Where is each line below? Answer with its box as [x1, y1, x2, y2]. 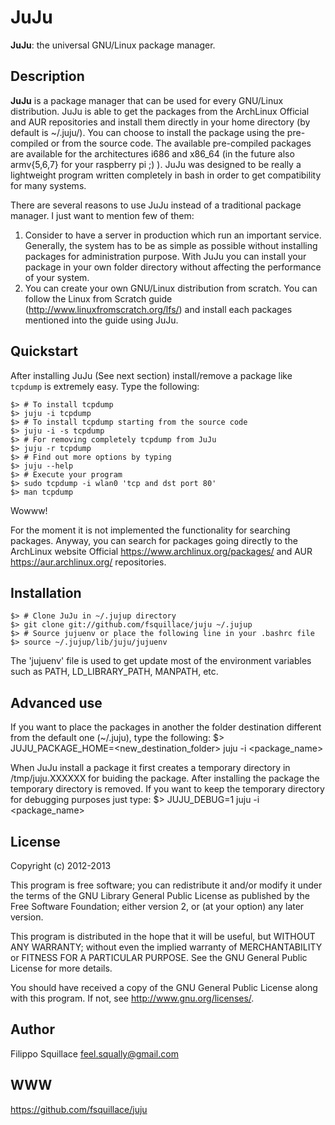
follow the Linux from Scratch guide [24, 292, 173, 305]
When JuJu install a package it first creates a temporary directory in [10, 762, 291, 774]
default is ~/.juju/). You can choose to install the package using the [10, 126, 285, 138]
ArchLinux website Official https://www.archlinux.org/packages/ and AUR [10, 545, 313, 557]
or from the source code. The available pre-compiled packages [50, 137, 312, 149]
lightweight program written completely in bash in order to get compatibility [10, 169, 322, 181]
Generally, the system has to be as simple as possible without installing [24, 239, 318, 251]
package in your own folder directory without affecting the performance [24, 261, 322, 273]
